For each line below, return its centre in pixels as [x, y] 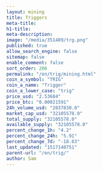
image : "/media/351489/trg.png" [47, 40]
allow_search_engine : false [42, 52]
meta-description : [29, 35]
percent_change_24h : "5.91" [42, 136]
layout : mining [25, 12]
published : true [27, 46]
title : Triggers [27, 18]
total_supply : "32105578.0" [42, 119]
